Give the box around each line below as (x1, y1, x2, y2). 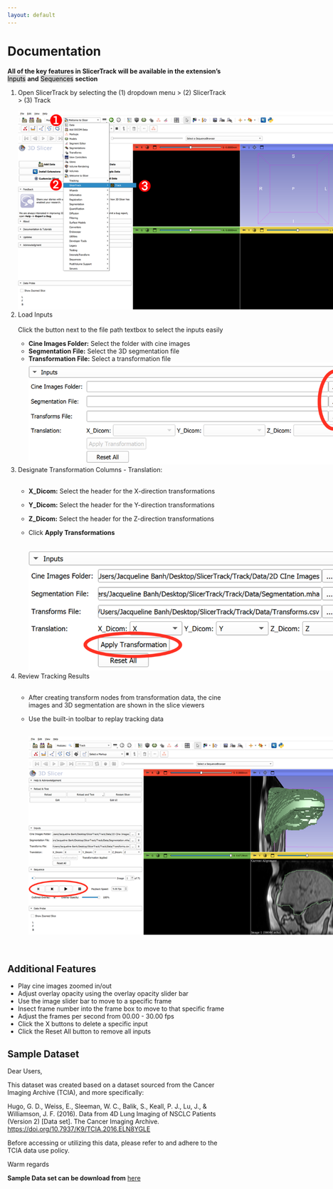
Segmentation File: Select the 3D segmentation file (28, 347, 180, 356)
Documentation (7, 43, 102, 59)
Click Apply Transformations (28, 528, 115, 536)
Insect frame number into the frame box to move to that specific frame (17, 1004, 225, 1013)
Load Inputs (17, 310, 53, 319)
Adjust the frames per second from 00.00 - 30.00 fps (17, 1012, 174, 1021)
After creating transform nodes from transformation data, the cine (28, 693, 221, 702)
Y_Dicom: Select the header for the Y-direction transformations (28, 500, 215, 509)
